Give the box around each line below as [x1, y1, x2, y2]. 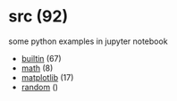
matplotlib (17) [21, 72, 74, 82]
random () [21, 81, 59, 92]
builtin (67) [21, 53, 62, 63]
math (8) [21, 63, 54, 73]
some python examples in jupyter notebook [8, 36, 168, 46]
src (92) [8, 6, 69, 27]
